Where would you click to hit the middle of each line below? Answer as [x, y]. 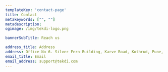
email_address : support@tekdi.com [42, 61]
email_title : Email [26, 56]
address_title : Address [30, 47]
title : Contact [21, 15]
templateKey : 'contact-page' [36, 10]
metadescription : [23, 24]
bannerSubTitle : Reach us [32, 38]
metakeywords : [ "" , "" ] [30, 19]
